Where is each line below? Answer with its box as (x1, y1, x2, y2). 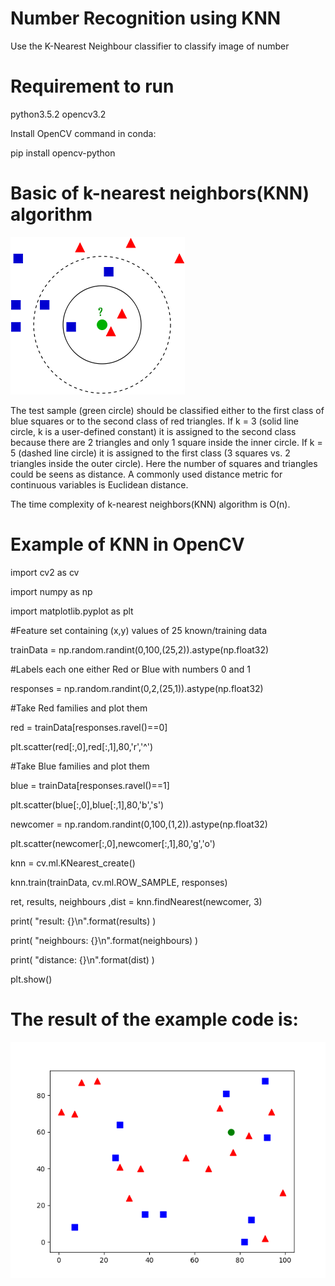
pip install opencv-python (10, 147, 116, 159)
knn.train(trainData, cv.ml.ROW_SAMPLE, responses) (10, 876, 228, 888)
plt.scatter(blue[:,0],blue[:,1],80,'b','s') (10, 798, 165, 811)
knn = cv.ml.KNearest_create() (10, 857, 136, 869)
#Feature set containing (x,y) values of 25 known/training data (10, 624, 268, 636)
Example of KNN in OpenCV (10, 533, 245, 556)
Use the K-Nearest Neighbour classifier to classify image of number (10, 40, 290, 52)
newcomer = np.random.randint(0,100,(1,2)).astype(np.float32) (10, 818, 268, 830)
